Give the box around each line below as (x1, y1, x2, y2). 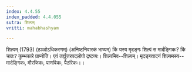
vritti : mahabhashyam (6, 25, 59, 31)
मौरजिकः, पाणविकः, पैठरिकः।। (27, 59, 85, 66)
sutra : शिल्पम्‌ (6, 19, 35, 25)
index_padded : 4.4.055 (6, 14, 62, 20)
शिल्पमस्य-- (161, 53, 184, 60)
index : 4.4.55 (6, 8, 41, 15)
